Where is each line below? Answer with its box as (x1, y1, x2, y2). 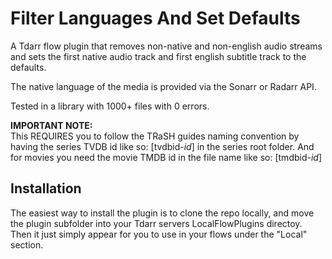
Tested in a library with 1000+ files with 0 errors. (10, 100, 210, 112)
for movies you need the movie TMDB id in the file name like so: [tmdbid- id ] (10, 151, 323, 163)
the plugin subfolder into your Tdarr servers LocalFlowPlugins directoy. (10, 217, 303, 229)
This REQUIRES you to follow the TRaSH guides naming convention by (10, 130, 300, 142)
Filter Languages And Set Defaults (10, 7, 301, 30)
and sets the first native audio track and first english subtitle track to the (10, 50, 307, 62)
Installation (10, 180, 82, 197)
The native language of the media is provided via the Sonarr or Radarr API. (10, 80, 317, 92)
